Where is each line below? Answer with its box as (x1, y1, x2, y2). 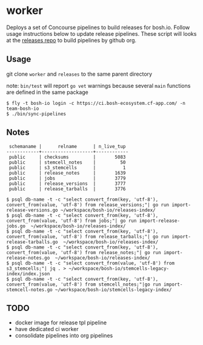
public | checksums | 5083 (8, 154, 126, 160)
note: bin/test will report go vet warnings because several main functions (6, 82, 191, 89)
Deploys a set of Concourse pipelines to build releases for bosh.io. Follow (6, 24, 190, 31)
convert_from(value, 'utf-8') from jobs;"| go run (6, 218, 137, 224)
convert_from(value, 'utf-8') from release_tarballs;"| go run (6, 233, 170, 239)
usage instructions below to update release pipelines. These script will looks (6, 30, 197, 37)
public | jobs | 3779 (8, 175, 126, 181)
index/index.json (6, 270, 50, 276)
